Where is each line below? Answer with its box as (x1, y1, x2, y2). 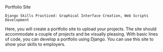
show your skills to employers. (5, 41, 65, 47)
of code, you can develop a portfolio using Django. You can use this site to (5, 36, 154, 42)
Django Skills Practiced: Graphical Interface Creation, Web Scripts (5, 13, 149, 18)
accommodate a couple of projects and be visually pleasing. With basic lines (5, 31, 158, 37)
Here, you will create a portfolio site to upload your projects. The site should (5, 26, 157, 32)
